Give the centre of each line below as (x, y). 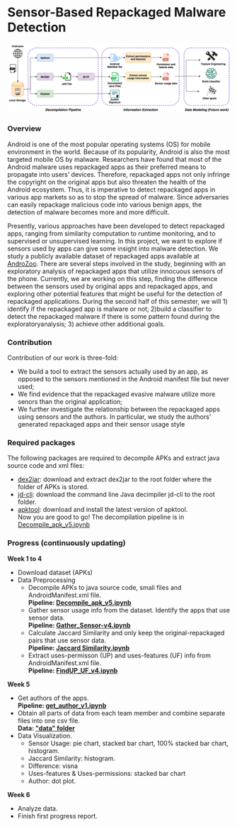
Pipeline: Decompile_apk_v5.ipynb (80, 602)
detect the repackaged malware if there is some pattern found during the (114, 316)
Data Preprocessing (46, 580)
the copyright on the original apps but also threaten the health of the (107, 182)
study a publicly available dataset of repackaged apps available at (103, 256)
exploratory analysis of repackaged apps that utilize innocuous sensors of (115, 271)
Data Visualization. (45, 735)
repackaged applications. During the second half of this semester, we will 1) (117, 301)
